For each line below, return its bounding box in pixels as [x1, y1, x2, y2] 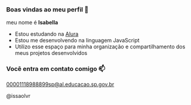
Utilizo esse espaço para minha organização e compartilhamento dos [14, 43, 186, 50]
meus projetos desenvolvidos [14, 50, 88, 57]
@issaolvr [6, 92, 31, 99]
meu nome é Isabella [6, 19, 58, 26]
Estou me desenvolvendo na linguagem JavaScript [14, 37, 140, 44]
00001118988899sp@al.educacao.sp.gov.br [6, 81, 115, 88]
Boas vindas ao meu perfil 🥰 [6, 5, 89, 14]
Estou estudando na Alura [14, 30, 79, 38]
